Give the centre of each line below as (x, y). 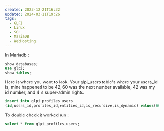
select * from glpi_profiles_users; (42, 124)
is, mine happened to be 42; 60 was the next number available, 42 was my (80, 87)
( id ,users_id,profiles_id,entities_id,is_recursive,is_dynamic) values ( (81, 106)
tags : (10, 18)
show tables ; (18, 73)
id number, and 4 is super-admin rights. (45, 92)
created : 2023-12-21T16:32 (32, 9)
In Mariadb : (17, 55)
